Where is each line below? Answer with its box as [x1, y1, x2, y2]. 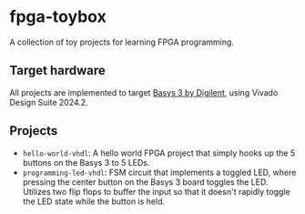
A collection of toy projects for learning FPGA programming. [9, 36, 235, 47]
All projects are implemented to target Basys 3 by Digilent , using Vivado [9, 87, 279, 97]
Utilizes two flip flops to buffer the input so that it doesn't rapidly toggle [22, 186, 290, 197]
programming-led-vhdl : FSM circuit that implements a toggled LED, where [22, 167, 297, 178]
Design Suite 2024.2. [9, 97, 88, 107]
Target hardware [9, 63, 107, 78]
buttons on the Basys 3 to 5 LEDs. [22, 157, 150, 168]
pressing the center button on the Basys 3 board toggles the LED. [22, 176, 269, 188]
